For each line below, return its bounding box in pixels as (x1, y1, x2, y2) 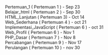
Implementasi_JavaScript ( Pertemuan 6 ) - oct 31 (5, 24, 104, 30)
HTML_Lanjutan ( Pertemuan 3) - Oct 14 (5, 14, 85, 20)
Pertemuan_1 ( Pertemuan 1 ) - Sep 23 (5, 4, 80, 10)
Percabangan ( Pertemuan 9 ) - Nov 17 (5, 40, 82, 45)
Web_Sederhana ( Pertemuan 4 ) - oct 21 (5, 19, 87, 25)
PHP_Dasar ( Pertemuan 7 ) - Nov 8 (5, 34, 76, 40)
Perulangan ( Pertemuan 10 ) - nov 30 (5, 45, 80, 50)
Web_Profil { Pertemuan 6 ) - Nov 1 (5, 30, 75, 35)
